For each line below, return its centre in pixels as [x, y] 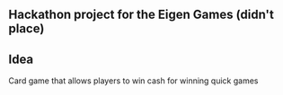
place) [27, 29]
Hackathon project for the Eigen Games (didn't [141, 15]
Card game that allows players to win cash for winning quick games [133, 81]
